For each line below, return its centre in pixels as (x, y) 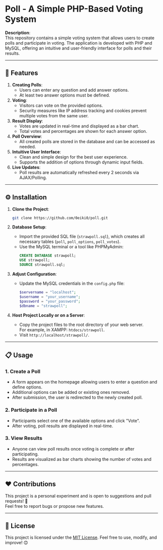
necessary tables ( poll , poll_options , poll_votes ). (70, 242)
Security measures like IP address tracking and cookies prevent (83, 111)
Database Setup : (29, 227)
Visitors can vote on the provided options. (61, 105)
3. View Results (24, 438)
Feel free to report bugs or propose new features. (55, 506)
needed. (28, 146)
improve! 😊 (16, 543)
